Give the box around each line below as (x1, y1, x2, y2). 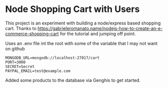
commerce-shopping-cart (5, 30, 59, 36)
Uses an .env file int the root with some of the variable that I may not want (5, 40, 158, 46)
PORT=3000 (5, 59, 26, 64)
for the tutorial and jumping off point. (60, 30, 136, 36)
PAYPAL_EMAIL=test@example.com (5, 68, 71, 73)
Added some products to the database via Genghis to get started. (5, 77, 141, 83)
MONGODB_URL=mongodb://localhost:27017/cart (5, 55, 100, 60)
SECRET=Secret (5, 64, 35, 69)
